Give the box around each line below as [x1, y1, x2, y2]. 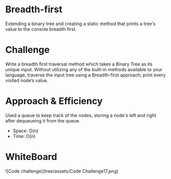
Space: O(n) [12, 127, 38, 134]
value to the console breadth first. [5, 26, 77, 32]
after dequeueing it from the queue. [5, 117, 80, 124]
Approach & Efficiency [5, 95, 103, 107]
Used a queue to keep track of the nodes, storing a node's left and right [5, 112, 157, 118]
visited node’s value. [5, 77, 49, 83]
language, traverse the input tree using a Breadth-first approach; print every [5, 72, 166, 78]
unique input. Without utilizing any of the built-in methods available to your [5, 66, 163, 72]
